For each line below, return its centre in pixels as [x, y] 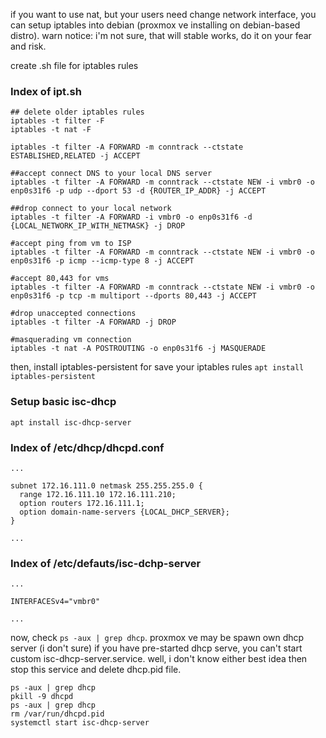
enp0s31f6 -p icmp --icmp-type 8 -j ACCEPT [102, 261]
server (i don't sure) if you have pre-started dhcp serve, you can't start [156, 648]
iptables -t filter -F [57, 121]
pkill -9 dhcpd [42, 697]
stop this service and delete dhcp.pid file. [96, 670]
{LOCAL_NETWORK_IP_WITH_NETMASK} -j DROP [98, 226]
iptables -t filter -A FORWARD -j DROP [93, 322]
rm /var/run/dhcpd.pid [57, 714]
